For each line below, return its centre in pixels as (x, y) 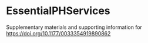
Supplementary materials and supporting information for (74, 27)
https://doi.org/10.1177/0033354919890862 (58, 33)
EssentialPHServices (58, 11)
